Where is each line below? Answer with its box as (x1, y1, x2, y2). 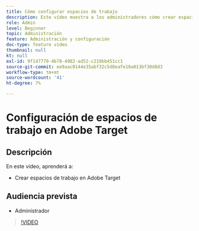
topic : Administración (6, 31, 62, 37)
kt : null (6, 53, 28, 59)
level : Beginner (6, 25, 46, 31)
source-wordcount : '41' (6, 75, 65, 81)
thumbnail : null (6, 47, 46, 53)
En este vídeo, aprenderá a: (6, 163, 73, 169)
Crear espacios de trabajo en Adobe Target (14, 174, 121, 181)
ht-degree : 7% (6, 81, 41, 86)
